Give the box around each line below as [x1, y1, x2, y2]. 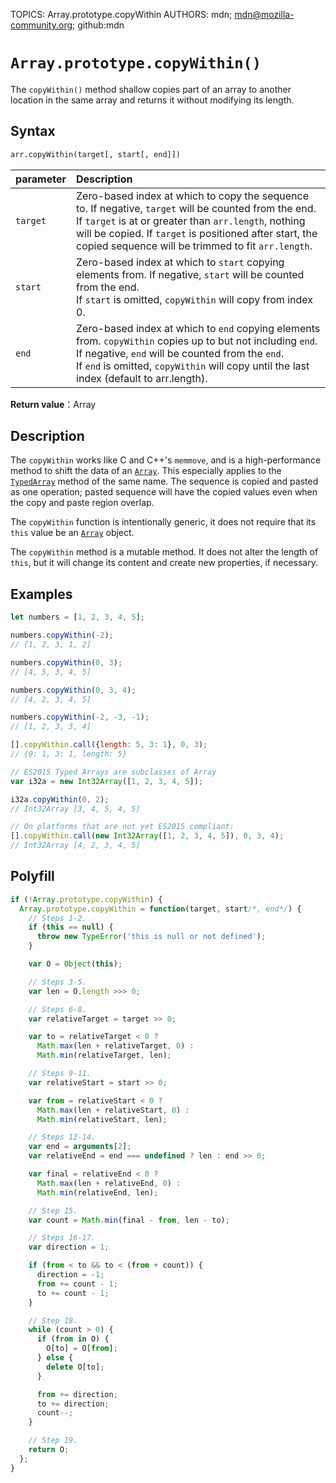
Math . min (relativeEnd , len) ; [36, 1187, 159, 1198]
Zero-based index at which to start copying [76, 255, 285, 269]
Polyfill [10, 868, 55, 885]
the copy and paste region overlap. [10, 497, 155, 509]
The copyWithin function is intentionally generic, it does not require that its [10, 516, 317, 528]
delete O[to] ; [46, 1362, 105, 1372]
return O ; [28, 1445, 70, 1455]
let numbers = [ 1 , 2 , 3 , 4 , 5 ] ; [10, 612, 145, 623]
